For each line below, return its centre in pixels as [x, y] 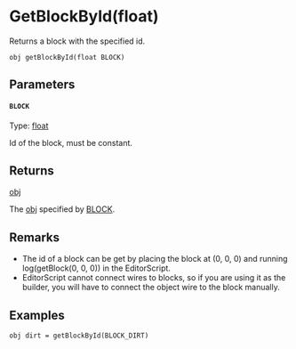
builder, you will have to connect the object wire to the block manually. [151, 288]
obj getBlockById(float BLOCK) [67, 57]
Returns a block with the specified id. [77, 41]
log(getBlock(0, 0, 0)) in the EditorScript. [96, 268]
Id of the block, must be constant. [71, 142]
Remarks [35, 237]
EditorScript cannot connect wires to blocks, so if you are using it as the [154, 278]
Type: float [29, 126]
